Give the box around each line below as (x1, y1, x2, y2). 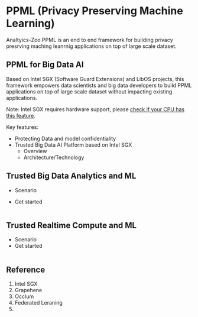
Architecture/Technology (23, 154, 85, 161)
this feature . (6, 112, 35, 119)
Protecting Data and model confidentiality (14, 135, 116, 142)
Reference (6, 264, 46, 274)
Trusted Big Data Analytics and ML (6, 171, 137, 181)
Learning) (6, 17, 55, 30)
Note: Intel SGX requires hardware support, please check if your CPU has (6, 105, 185, 113)
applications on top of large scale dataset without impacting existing (6, 88, 173, 95)
